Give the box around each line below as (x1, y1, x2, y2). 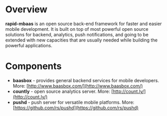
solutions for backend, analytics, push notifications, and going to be (5, 31, 149, 37)
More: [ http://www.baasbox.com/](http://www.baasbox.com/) (12, 83, 143, 89)
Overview (5, 4, 48, 15)
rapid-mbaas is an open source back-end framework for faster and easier (5, 21, 162, 27)
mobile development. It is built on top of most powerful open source (5, 26, 149, 32)
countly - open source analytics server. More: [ (12, 88, 113, 94)
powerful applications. (5, 42, 53, 48)
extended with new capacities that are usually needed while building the (5, 37, 158, 43)
